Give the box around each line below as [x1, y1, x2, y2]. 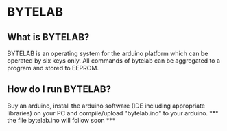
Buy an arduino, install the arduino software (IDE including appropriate [7, 102, 206, 110]
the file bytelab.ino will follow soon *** [7, 116, 116, 124]
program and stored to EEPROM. [7, 64, 99, 72]
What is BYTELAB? [7, 31, 90, 43]
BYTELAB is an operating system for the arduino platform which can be [7, 49, 208, 57]
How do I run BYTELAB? [7, 83, 112, 96]
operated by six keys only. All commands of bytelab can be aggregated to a [7, 57, 221, 65]
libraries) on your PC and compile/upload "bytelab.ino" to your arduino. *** [7, 108, 219, 117]
